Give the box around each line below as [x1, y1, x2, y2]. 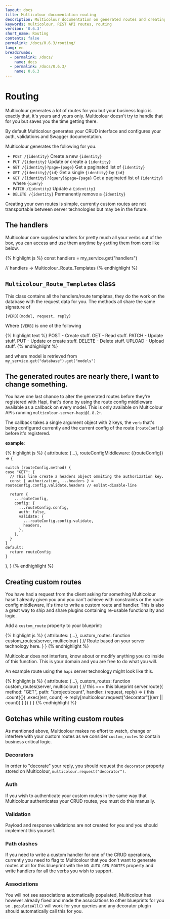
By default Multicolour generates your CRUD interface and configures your [5, 128, 161, 134]
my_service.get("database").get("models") [5, 358, 96, 364]
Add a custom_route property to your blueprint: [5, 622, 103, 629]
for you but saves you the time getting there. [5, 118, 98, 124]
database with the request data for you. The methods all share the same [5, 298, 156, 305]
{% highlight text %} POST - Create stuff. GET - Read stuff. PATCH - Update [5, 332, 163, 338]
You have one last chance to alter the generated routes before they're [5, 393, 151, 400]
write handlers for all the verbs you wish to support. [5, 868, 113, 874]
